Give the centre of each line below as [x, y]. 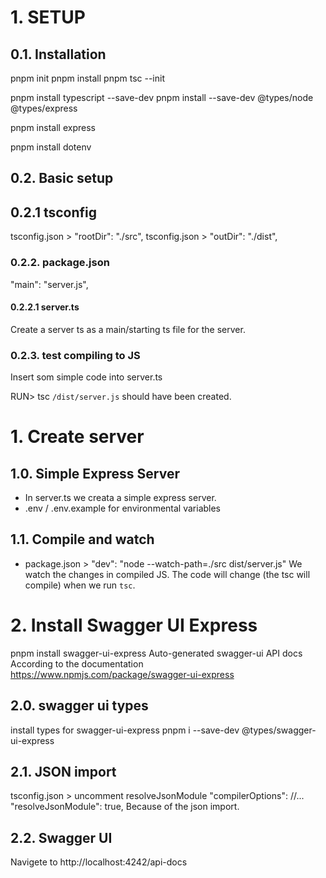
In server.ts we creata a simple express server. [120, 497]
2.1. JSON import [63, 771]
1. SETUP [48, 17]
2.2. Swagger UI [61, 837]
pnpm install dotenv [51, 147]
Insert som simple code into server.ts [86, 377]
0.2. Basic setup [62, 178]
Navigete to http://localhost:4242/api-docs [99, 862]
